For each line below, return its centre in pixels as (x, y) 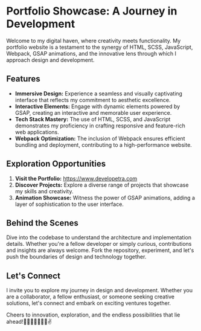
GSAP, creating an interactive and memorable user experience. (93, 112)
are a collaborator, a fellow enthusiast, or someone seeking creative (91, 297)
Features (23, 79)
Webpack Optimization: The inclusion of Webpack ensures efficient (100, 138)
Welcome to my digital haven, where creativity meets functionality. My (94, 40)
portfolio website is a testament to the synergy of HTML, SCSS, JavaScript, (100, 47)
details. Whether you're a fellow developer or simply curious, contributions (99, 244)
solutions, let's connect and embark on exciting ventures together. (88, 303)
